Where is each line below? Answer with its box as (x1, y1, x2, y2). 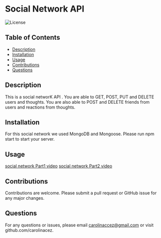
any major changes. (5, 195, 45, 201)
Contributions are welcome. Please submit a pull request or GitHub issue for (5, 190, 157, 196)
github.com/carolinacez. (5, 227, 54, 233)
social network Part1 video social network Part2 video (5, 163, 113, 169)
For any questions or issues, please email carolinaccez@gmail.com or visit (5, 222, 154, 228)
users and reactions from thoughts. (5, 104, 76, 110)
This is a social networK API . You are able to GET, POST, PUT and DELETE (5, 94, 154, 100)
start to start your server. (5, 136, 55, 142)
